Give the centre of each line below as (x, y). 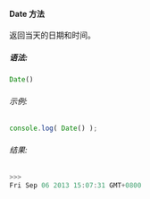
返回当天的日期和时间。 (52, 35)
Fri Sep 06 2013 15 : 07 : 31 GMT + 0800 (75, 186)
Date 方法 (27, 13)
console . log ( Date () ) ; (54, 129)
